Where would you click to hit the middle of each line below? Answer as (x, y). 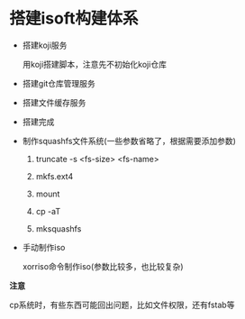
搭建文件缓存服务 (54, 102)
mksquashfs (59, 228)
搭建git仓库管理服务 (59, 83)
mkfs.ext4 (54, 176)
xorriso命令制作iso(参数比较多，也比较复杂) (103, 266)
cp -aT (48, 211)
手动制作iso (44, 247)
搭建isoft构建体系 (74, 18)
